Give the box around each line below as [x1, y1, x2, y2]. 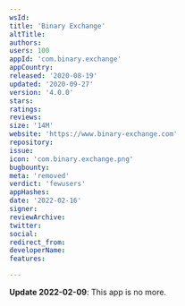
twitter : [9, 221, 42, 230]
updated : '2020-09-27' [9, 80, 94, 89]
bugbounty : [9, 163, 50, 172]
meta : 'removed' [9, 171, 70, 180]
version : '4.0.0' [9, 88, 74, 97]
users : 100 [9, 47, 50, 55]
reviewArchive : [9, 212, 66, 222]
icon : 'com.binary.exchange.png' [9, 154, 134, 164]
